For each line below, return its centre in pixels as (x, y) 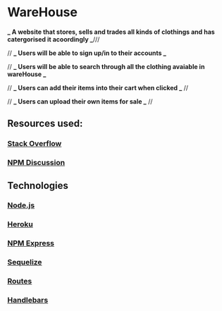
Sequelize (25, 262)
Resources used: (45, 124)
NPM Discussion (36, 163)
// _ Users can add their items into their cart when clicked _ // (98, 87)
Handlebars (28, 300)
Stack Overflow (35, 144)
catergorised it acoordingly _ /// (54, 39)
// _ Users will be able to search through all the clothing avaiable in (106, 66)
